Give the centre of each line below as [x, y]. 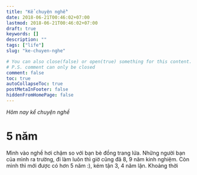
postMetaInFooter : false [37, 90]
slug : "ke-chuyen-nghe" [36, 51]
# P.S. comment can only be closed [51, 67]
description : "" [26, 40]
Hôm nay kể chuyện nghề [38, 112]
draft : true [21, 28]
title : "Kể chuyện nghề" [37, 12]
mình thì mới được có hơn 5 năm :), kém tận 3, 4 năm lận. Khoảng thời [92, 165]
